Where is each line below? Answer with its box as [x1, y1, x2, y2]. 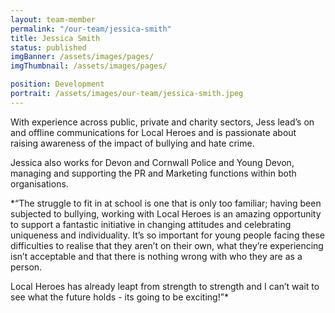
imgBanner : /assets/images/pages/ [10, 52, 155, 62]
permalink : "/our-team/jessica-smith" [10, 24, 172, 34]
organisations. [10, 177, 69, 190]
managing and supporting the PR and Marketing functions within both [10, 167, 297, 179]
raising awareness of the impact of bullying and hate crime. [10, 137, 255, 149]
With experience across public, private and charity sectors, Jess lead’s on [10, 116, 315, 128]
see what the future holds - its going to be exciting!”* [10, 291, 229, 303]
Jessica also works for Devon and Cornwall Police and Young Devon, [10, 156, 295, 168]
